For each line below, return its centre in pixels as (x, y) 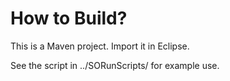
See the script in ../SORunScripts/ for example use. (115, 65)
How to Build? (69, 18)
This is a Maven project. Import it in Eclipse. (100, 46)
